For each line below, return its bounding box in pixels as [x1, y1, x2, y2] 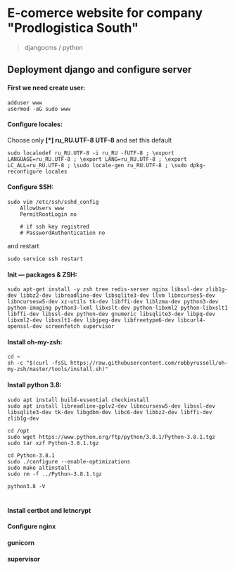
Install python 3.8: [7, 380, 62, 389]
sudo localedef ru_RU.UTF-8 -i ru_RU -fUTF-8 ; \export [7, 150, 174, 157]
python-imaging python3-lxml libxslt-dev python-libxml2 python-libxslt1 [7, 305, 229, 312]
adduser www [7, 99, 42, 107]
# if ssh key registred [20, 223, 90, 230]
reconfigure [7, 168, 42, 175]
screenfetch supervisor [44, 323, 115, 330]
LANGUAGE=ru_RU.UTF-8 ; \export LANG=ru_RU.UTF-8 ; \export [7, 155, 188, 163]
